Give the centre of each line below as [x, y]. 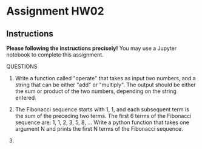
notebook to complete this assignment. [55, 55]
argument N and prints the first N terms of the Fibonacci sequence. [99, 129]
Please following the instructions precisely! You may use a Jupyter [92, 48]
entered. [25, 98]
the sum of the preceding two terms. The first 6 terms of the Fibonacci [103, 116]
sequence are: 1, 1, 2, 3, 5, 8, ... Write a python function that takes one [102, 122]
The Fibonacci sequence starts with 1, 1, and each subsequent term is [102, 109]
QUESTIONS [22, 66]
